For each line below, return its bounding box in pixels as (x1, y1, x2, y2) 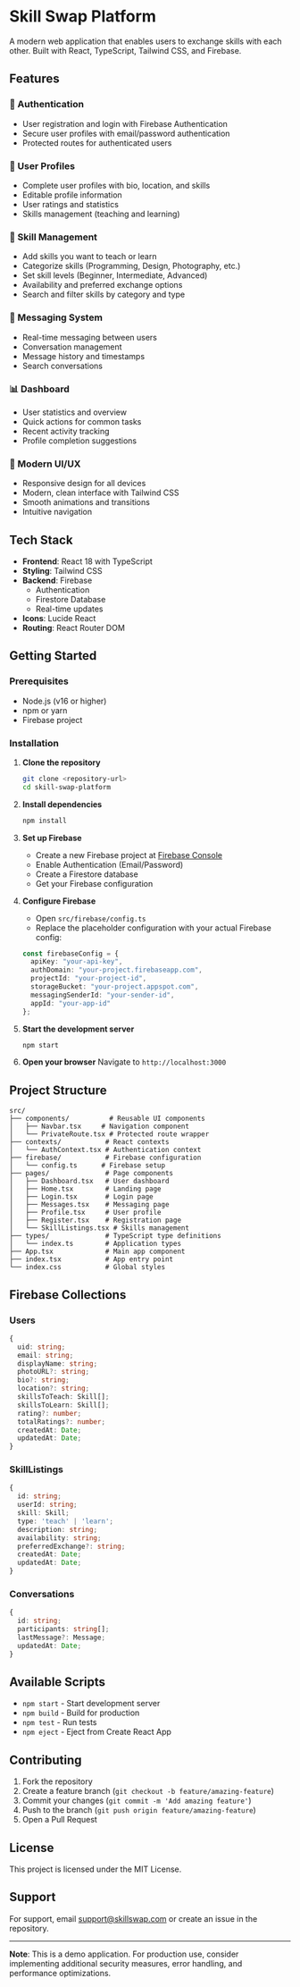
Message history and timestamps (21, 350, 146, 361)
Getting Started (9, 648, 97, 663)
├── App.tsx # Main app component (9, 1247, 186, 1257)
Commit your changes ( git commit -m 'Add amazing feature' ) (21, 1795, 252, 1806)
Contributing (9, 1752, 82, 1767)
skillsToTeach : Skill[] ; (17, 1393, 110, 1402)
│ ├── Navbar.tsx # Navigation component (9, 1122, 190, 1132)
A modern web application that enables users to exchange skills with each (9, 36, 283, 46)
